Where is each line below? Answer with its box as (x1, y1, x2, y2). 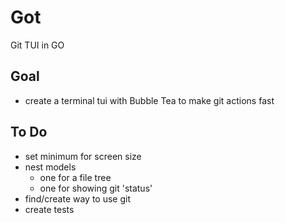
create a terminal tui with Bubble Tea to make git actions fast (24, 94, 275, 106)
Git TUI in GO (10, 39, 65, 51)
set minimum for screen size (24, 150, 142, 162)
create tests (24, 203, 75, 215)
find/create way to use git (24, 192, 132, 205)
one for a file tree (39, 171, 112, 183)
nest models (24, 161, 77, 173)
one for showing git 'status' (39, 182, 153, 194)
